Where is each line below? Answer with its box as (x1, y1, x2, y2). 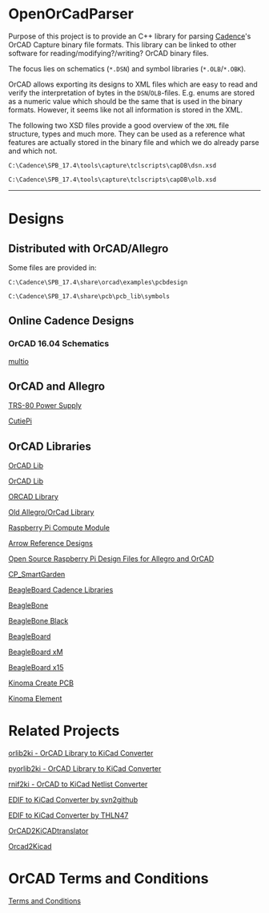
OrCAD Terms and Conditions (8, 870, 209, 888)
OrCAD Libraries (8, 439, 92, 453)
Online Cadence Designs (8, 314, 134, 328)
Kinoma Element (8, 694, 62, 704)
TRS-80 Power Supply (8, 401, 82, 410)
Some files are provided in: (8, 262, 98, 273)
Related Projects (8, 722, 120, 740)
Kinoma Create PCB (8, 678, 74, 688)
